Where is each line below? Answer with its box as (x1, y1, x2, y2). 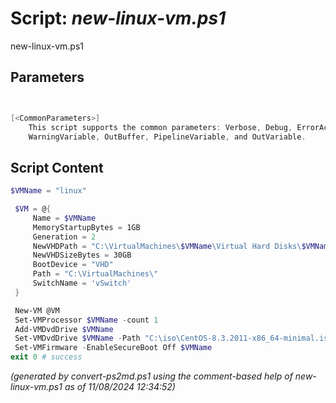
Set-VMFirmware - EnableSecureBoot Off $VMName (14, 343, 213, 353)
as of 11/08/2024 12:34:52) (64, 381, 176, 393)
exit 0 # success (10, 352, 83, 362)
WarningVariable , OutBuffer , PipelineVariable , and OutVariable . (28, 132, 307, 142)
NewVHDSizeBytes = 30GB (32, 250, 132, 261)
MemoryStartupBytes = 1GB (32, 222, 141, 232)
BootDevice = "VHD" (32, 260, 114, 270)
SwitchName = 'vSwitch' (32, 278, 132, 289)
